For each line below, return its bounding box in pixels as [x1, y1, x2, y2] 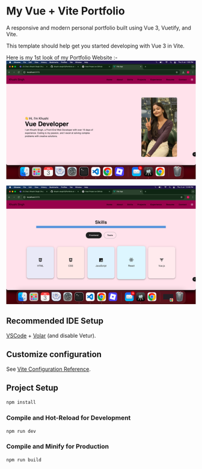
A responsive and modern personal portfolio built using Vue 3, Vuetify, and [6, 24, 191, 31]
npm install [6, 399, 36, 406]
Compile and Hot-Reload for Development [6, 414, 131, 422]
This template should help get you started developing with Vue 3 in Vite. [6, 42, 185, 49]
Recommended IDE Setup [6, 316, 104, 326]
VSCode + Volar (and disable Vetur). [6, 332, 96, 339]
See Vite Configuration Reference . [6, 365, 91, 373]
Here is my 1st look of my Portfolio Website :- [6, 54, 118, 61]
